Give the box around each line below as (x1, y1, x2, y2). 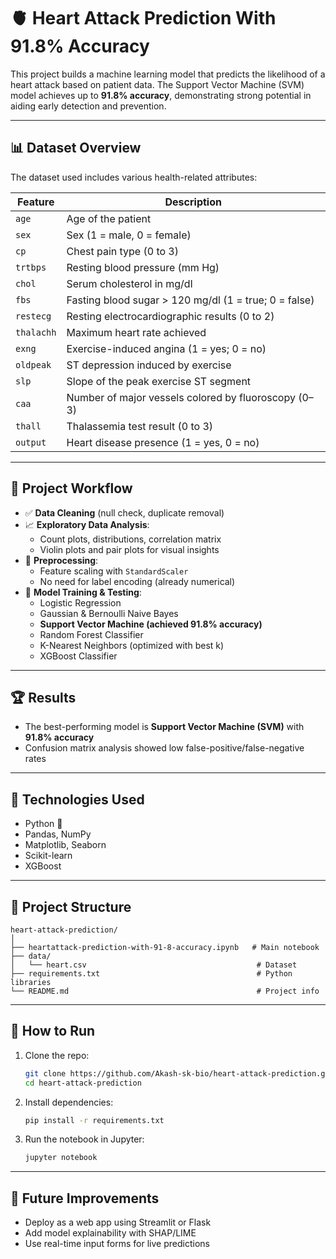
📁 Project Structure (10, 898, 132, 915)
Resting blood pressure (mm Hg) (66, 260, 220, 274)
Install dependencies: (24, 1096, 114, 1108)
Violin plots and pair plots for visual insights (39, 543, 220, 555)
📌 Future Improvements (10, 1190, 160, 1207)
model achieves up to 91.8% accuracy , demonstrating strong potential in (10, 89, 312, 101)
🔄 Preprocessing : (24, 554, 99, 566)
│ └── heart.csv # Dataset (10, 960, 298, 970)
